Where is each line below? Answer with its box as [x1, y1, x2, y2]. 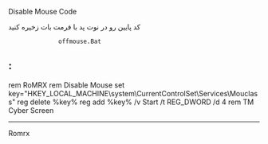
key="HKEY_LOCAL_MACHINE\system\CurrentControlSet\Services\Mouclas [8, 88, 258, 98]
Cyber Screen [8, 105, 54, 115]
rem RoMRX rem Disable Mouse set [8, 80, 125, 90]
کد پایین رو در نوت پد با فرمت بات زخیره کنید [8, 22, 141, 31]
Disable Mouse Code [8, 7, 77, 16]
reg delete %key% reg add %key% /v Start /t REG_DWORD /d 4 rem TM [17, 97, 254, 107]
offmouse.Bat [58, 37, 102, 45]
